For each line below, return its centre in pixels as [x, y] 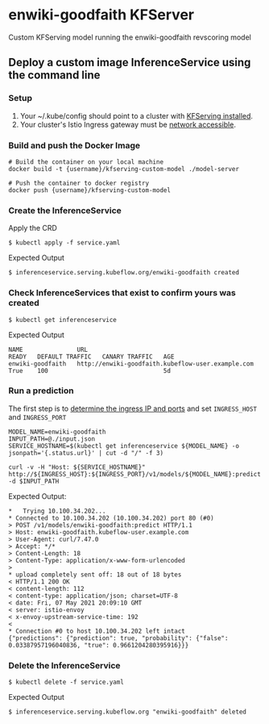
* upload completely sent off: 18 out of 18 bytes [95, 575]
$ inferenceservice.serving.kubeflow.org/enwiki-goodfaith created [124, 273]
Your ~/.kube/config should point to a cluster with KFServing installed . [137, 115]
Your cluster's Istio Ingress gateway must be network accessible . [128, 124]
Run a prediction [41, 391]
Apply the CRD [33, 228]
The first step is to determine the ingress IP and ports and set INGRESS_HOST [133, 408]
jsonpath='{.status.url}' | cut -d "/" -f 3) [86, 453]
